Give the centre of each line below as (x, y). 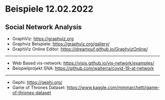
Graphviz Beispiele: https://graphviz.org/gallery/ (61, 44)
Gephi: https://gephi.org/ (37, 82)
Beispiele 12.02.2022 (49, 9)
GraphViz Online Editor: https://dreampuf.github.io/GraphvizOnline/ (80, 49)
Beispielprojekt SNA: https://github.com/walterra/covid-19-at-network (83, 68)
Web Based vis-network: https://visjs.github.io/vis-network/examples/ (83, 63)
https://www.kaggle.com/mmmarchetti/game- (113, 87)
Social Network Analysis (43, 27)
